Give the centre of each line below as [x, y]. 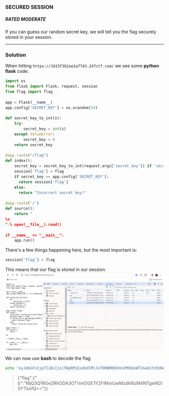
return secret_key [33, 145]
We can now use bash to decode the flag [48, 358]
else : [20, 187]
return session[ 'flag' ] [44, 182]
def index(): [19, 161]
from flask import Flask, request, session [52, 87]
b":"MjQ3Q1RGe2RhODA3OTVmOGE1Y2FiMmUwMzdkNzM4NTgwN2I [90, 383]
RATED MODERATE [26, 19]
